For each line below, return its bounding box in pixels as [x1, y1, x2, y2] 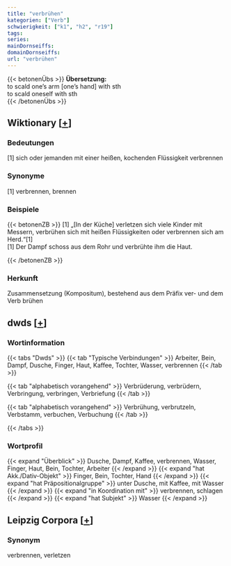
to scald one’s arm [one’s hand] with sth [7, 82, 122, 91]
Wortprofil [7, 441, 43, 450]
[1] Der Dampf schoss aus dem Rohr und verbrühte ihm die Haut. [7, 243, 193, 251]
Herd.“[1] [7, 235, 33, 244]
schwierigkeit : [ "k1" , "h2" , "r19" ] [7, 23, 113, 30]
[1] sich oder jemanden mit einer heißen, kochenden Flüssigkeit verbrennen [7, 154, 223, 162]
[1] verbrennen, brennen [7, 187, 77, 195]
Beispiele [7, 204, 40, 214]
